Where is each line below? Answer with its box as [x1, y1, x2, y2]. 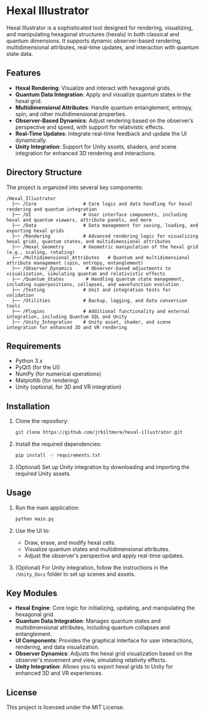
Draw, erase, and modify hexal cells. [24, 538, 116, 546]
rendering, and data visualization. [15, 643, 100, 651]
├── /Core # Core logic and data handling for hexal [12, 201, 193, 207]
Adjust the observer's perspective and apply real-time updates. [24, 552, 185, 559]
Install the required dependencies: [15, 440, 102, 448]
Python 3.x [15, 357, 43, 365]
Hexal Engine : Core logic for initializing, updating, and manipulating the [15, 604, 195, 611]
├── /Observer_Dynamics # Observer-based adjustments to [12, 265, 171, 271]
